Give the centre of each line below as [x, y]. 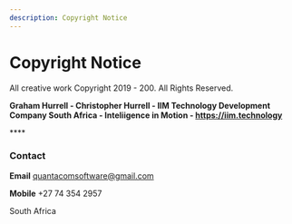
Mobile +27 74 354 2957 [56, 193]
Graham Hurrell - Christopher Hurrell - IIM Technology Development [140, 105]
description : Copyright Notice [68, 18]
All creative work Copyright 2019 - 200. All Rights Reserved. [122, 88]
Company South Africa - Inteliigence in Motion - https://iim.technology [146, 115]
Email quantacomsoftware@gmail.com [82, 175]
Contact [28, 156]
